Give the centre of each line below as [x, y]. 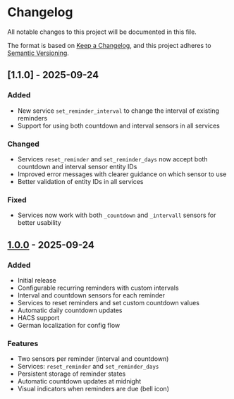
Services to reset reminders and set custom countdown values [108, 302]
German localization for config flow [69, 325]
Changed [24, 144]
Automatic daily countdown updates [70, 310]
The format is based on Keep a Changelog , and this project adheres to [109, 45]
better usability [39, 223]
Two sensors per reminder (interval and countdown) [93, 359]
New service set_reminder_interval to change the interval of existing [118, 111]
